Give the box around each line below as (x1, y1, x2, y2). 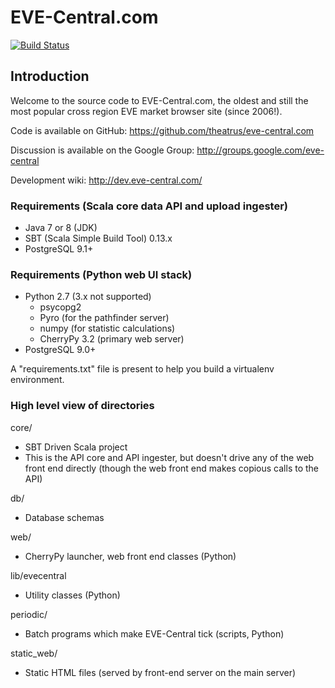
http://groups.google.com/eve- (196, 144, 325, 156)
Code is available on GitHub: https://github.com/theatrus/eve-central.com (10, 124, 315, 136)
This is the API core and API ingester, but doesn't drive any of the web (24, 451, 315, 463)
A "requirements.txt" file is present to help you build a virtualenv (10, 363, 275, 375)
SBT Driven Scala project (24, 441, 128, 453)
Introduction (10, 68, 90, 85)
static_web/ (10, 647, 58, 659)
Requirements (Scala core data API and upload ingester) (10, 199, 288, 213)
